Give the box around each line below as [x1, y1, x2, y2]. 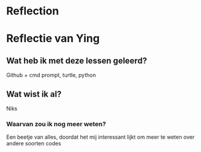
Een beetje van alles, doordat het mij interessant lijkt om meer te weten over [6, 133, 195, 141]
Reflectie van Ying [6, 32, 100, 46]
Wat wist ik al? [6, 89, 62, 99]
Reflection [6, 4, 59, 18]
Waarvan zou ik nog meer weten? [6, 120, 106, 128]
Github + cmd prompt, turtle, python [6, 71, 97, 79]
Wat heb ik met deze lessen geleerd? [6, 55, 147, 65]
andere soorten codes [6, 140, 62, 147]
